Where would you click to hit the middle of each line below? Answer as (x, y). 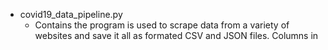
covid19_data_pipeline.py (71, 14)
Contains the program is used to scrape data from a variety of (162, 25)
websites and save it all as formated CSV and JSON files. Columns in (176, 35)
